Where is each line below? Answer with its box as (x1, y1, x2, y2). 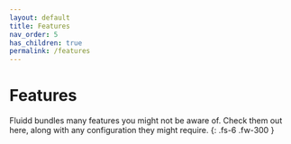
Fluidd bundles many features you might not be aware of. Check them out (9, 115, 283, 126)
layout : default (9, 13, 70, 22)
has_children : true (9, 38, 83, 48)
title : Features (9, 22, 70, 31)
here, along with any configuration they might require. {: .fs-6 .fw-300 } (9, 125, 275, 136)
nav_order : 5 (9, 30, 59, 39)
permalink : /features (9, 47, 91, 56)
